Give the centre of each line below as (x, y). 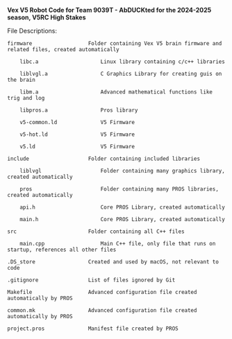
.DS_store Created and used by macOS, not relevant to (113, 262)
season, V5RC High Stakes (47, 17)
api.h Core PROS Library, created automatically (123, 207)
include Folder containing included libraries (103, 159)
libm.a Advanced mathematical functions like (116, 92)
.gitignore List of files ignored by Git (91, 280)
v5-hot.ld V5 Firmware (77, 134)
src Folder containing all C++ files (96, 232)
